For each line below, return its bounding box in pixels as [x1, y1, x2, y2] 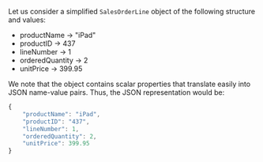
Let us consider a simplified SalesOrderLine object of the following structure [8, 7, 256, 16]
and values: [8, 15, 46, 24]
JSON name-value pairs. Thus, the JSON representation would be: [8, 88, 225, 97]
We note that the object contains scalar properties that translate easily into [8, 79, 251, 89]
